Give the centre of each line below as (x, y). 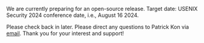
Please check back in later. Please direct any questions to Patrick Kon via (98, 27)
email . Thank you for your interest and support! (65, 33)
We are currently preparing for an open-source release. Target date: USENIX (102, 9)
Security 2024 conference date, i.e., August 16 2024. (73, 15)
